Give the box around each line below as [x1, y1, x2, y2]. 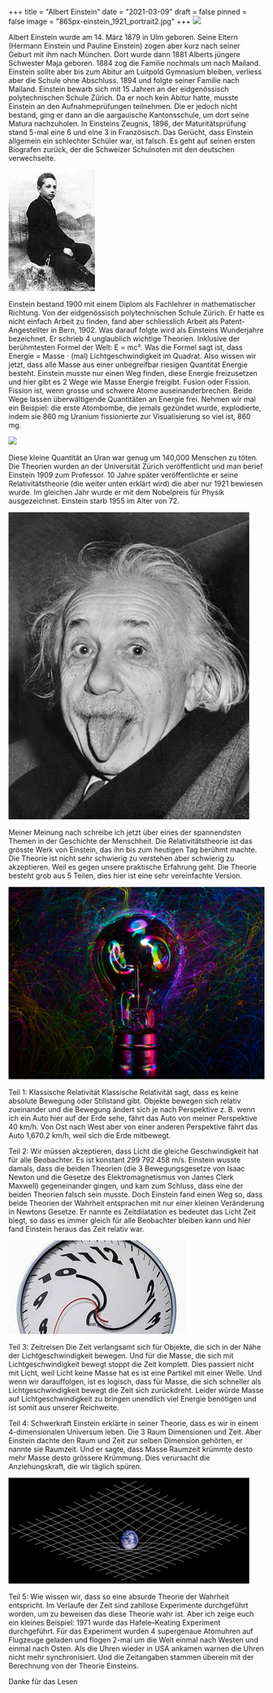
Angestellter [8, 325, 50, 334]
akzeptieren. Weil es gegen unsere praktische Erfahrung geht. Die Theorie [8, 862, 258, 871]
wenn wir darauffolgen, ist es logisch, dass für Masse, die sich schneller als [8, 1377, 262, 1386]
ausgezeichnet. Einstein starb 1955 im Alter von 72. [8, 496, 180, 505]
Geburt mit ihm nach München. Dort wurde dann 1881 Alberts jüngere [8, 50, 241, 59]
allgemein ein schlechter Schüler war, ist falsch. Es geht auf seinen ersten [8, 136, 256, 146]
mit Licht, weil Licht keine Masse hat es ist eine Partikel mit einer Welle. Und [8, 1368, 262, 1377]
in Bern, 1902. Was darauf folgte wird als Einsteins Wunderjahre [50, 325, 264, 334]
